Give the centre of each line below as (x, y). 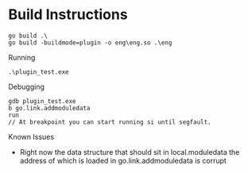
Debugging (27, 86)
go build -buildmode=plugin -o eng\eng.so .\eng (90, 42)
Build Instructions (68, 15)
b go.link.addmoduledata (49, 108)
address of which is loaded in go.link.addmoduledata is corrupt (123, 160)
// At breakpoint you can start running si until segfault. (110, 122)
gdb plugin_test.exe (43, 101)
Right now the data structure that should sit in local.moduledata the (130, 152)
